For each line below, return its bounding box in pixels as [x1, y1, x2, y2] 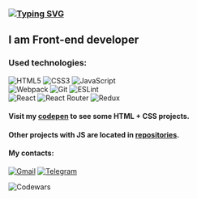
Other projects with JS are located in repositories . [8, 129, 180, 139]
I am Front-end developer [8, 33, 139, 47]
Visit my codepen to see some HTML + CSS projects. [8, 112, 190, 121]
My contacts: [8, 148, 54, 158]
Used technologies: [8, 57, 88, 69]
